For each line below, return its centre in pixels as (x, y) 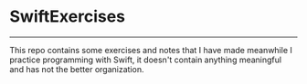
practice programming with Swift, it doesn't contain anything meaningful (145, 60)
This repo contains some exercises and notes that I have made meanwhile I (151, 50)
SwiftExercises (68, 17)
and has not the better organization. (77, 69)
